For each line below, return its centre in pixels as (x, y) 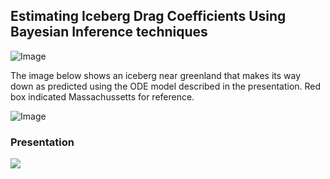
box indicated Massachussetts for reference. (102, 96)
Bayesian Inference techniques (109, 32)
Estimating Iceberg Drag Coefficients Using (148, 16)
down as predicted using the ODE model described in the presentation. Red (166, 86)
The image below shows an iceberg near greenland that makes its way (156, 75)
